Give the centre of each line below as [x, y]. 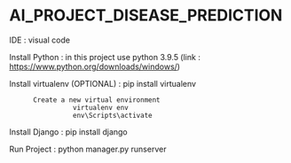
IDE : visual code [40, 40]
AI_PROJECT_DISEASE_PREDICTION [146, 16]
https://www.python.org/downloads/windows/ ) [94, 66]
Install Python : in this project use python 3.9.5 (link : [105, 57]
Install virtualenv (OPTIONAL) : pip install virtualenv [103, 83]
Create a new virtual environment [97, 100]
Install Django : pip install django [68, 132]
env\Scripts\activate [112, 115]
